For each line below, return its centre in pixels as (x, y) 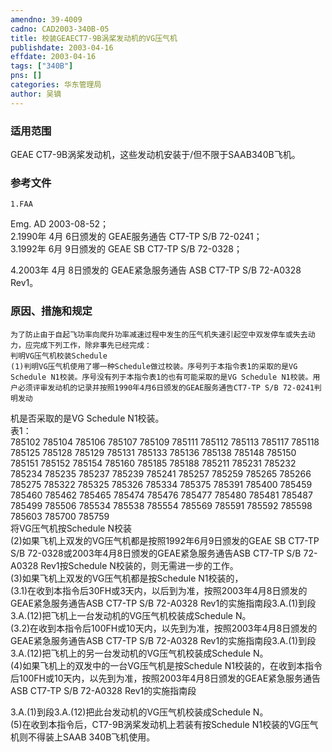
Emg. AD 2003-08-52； (60, 224)
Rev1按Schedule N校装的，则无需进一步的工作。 (139, 565)
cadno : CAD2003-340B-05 (60, 29)
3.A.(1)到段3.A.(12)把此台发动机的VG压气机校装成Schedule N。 (139, 712)
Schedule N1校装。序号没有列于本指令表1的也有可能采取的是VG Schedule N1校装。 (161, 377)
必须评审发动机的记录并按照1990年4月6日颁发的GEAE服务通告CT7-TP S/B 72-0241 (166, 387)
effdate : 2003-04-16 (53, 57)
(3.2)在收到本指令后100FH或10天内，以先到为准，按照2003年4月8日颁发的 (164, 628)
